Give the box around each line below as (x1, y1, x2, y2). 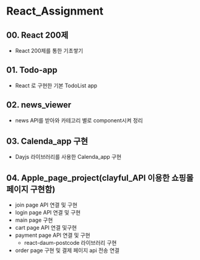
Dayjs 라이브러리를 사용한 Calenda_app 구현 (15, 153, 122, 161)
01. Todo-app (6, 65, 58, 75)
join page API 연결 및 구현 (15, 201, 78, 208)
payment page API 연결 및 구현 (15, 232, 91, 239)
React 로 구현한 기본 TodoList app (15, 82, 98, 89)
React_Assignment (6, 4, 104, 18)
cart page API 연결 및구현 (15, 224, 77, 232)
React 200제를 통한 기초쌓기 (15, 47, 84, 54)
